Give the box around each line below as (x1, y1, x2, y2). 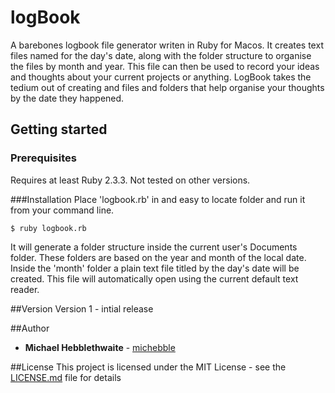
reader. (10, 283, 40, 295)
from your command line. (10, 204, 115, 216)
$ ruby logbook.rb (10, 223, 87, 233)
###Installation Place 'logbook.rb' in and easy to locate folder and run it (10, 193, 306, 205)
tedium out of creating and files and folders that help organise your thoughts (10, 81, 325, 93)
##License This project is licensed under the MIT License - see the (10, 361, 287, 373)
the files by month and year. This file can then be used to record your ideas (10, 60, 320, 72)
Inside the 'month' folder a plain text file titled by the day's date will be (10, 262, 300, 274)
